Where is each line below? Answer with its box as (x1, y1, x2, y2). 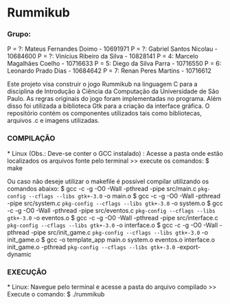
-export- (176, 242, 201, 251)
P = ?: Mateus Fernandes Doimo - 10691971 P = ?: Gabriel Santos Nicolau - (7, 45, 218, 53)
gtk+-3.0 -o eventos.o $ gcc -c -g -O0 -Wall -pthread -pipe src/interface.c (7, 213, 218, 222)
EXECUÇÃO (7, 267, 47, 277)
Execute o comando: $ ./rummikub (7, 290, 105, 299)
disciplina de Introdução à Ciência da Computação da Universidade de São (7, 87, 220, 95)
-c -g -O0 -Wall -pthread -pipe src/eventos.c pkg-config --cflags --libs (7, 206, 216, 214)
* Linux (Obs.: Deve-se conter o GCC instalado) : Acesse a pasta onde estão (7, 149, 223, 157)
